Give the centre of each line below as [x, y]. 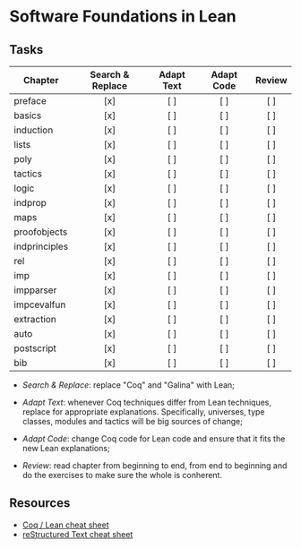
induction [34, 130]
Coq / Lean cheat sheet [65, 525]
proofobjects [41, 232]
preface [30, 101]
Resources [40, 503]
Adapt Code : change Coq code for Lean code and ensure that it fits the [154, 439]
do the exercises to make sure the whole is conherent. [122, 475]
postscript [35, 348]
